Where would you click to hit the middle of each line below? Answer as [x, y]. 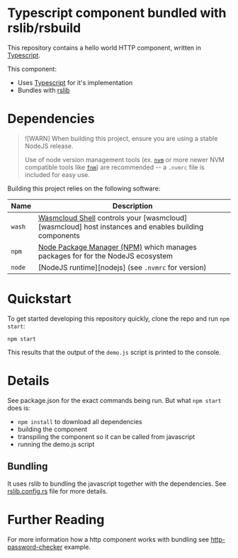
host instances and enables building [144, 227]
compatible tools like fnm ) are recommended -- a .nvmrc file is [114, 167]
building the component [52, 429]
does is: [19, 408]
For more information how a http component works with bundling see [108, 539]
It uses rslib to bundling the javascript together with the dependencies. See [117, 484]
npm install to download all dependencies [80, 421]
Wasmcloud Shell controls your [90, 217]
